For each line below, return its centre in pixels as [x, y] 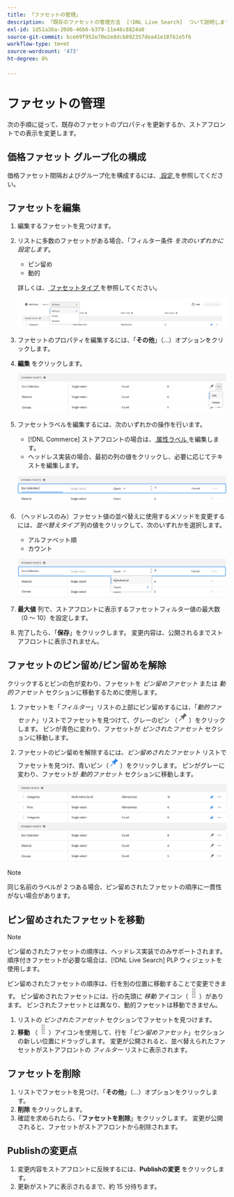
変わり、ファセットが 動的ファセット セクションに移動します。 [107, 774]
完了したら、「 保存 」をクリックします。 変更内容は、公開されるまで [114, 633]
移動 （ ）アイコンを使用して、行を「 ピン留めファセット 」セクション [121, 1032]
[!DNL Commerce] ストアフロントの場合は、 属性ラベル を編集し [120, 439]
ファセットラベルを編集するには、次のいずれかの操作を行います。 [112, 424]
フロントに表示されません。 [63, 642]
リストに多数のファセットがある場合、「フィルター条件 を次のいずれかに [120, 241]
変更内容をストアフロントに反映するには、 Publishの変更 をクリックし [118, 1169]
